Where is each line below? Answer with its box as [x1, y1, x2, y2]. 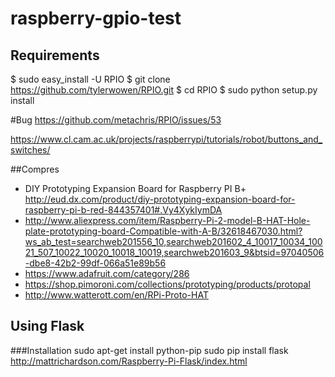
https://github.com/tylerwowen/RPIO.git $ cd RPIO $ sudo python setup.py [10, 84, 318, 96]
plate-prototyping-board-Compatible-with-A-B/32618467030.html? [24, 225, 303, 237]
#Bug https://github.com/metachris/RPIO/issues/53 [10, 114, 222, 126]
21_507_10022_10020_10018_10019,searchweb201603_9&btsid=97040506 [24, 247, 325, 258]
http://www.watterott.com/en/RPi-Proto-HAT [24, 289, 209, 301]
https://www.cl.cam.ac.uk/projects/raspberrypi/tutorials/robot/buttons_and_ [10, 133, 323, 145]
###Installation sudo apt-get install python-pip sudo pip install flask [10, 344, 289, 356]
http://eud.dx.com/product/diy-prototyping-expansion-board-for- [24, 193, 296, 205]
